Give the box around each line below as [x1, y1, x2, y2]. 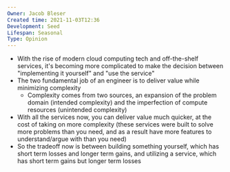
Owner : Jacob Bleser [7, 10, 67, 17]
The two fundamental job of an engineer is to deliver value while [17, 76, 200, 85]
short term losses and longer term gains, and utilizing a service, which [17, 149, 217, 158]
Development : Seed [7, 23, 60, 30]
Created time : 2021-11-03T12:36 [7, 17, 100, 23]
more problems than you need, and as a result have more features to [17, 128, 212, 136]
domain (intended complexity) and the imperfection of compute [27, 98, 208, 107]
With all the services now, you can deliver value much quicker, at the [17, 113, 212, 121]
